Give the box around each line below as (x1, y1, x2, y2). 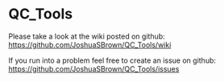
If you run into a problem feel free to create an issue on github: (8, 55, 216, 65)
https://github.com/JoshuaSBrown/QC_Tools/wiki (8, 39, 172, 49)
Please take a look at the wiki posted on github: (8, 31, 165, 41)
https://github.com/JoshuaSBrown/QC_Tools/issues (8, 64, 180, 73)
